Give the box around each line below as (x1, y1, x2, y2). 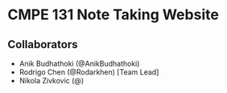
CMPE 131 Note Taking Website (7, 6, 219, 24)
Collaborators (7, 38, 78, 51)
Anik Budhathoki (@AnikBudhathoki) (19, 59, 140, 68)
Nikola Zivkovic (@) (19, 76, 85, 85)
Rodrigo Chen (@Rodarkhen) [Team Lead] (19, 67, 159, 77)
